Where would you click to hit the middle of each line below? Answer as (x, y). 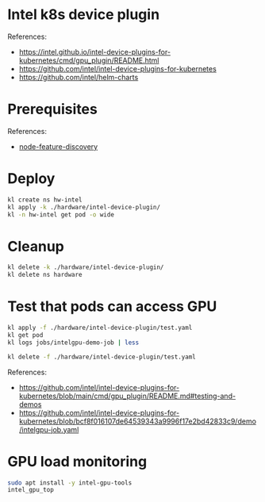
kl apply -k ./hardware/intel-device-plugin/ (84, 207)
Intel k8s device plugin (84, 15)
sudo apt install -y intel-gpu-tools (70, 483)
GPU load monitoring (77, 461)
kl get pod (25, 335)
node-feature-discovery (58, 146)
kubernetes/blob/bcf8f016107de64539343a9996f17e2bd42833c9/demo (138, 421)
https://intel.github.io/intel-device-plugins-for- (95, 52)
